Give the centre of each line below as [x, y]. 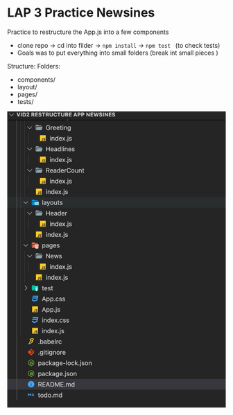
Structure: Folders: [34, 66]
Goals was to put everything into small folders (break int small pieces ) [118, 53]
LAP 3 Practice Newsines [81, 13]
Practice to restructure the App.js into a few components [88, 32]
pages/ [27, 94]
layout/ [27, 87]
